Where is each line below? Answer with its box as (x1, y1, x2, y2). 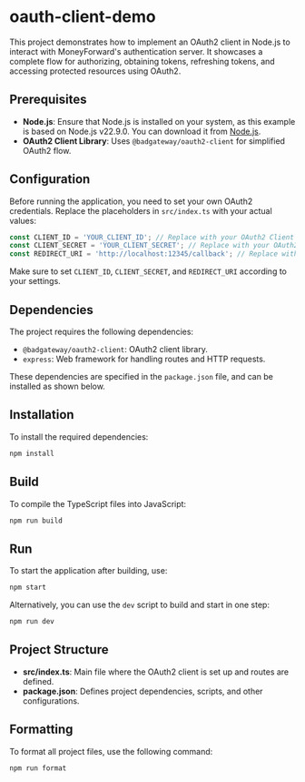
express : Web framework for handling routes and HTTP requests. (22, 353, 266, 364)
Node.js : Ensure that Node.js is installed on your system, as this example (22, 116, 296, 127)
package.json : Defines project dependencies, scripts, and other (22, 686, 263, 696)
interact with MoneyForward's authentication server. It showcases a (9, 46, 263, 56)
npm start (9, 583, 47, 593)
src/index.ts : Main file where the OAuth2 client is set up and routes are (22, 666, 290, 677)
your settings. (9, 276, 61, 287)
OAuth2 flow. (22, 145, 72, 156)
